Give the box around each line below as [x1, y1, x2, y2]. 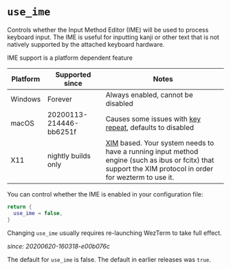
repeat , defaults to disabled [105, 122, 195, 132]
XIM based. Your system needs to [105, 138, 214, 148]
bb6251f [47, 126, 77, 136]
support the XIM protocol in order [105, 164, 214, 173]
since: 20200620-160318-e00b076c [7, 242, 110, 250]
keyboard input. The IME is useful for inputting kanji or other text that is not [7, 33, 220, 41]
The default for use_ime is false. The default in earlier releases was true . [7, 255, 211, 263]
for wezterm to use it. [105, 172, 175, 182]
